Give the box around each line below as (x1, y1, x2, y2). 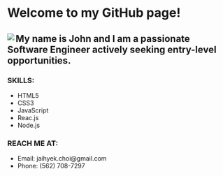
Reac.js (17, 113, 39, 122)
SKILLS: (7, 75, 35, 85)
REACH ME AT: (7, 138, 58, 148)
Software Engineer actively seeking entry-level (7, 43, 217, 55)
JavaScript (17, 106, 49, 115)
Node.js (17, 121, 41, 129)
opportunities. (7, 54, 71, 66)
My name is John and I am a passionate (15, 33, 190, 45)
